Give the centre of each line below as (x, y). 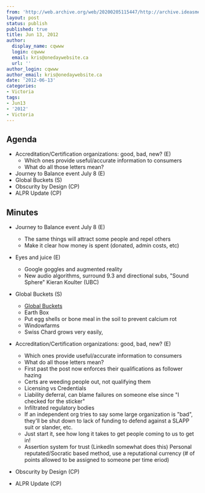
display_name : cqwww (38, 47)
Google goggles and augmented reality (73, 269)
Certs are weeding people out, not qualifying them (88, 382)
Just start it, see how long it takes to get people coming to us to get (109, 434)
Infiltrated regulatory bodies (59, 408)
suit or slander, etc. (49, 427)
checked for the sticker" (55, 401)
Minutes (22, 212)
